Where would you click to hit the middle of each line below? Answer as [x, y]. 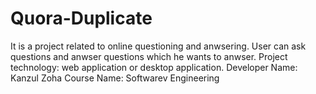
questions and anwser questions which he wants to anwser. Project [149, 56]
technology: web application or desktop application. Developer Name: [154, 67]
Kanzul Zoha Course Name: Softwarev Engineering [115, 78]
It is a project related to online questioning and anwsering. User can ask [158, 46]
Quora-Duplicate [81, 18]
